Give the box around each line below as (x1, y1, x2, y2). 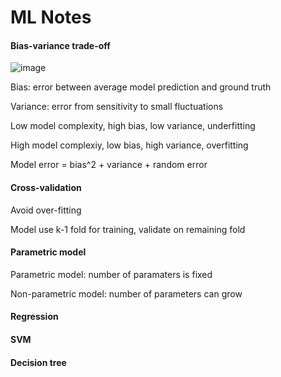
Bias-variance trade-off (10, 39, 111, 51)
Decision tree (10, 356, 67, 368)
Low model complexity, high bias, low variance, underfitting (10, 120, 256, 132)
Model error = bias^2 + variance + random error (10, 159, 208, 171)
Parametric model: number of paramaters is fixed (10, 268, 213, 280)
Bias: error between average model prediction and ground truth (10, 81, 272, 93)
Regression (10, 311, 59, 323)
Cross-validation (10, 181, 82, 193)
